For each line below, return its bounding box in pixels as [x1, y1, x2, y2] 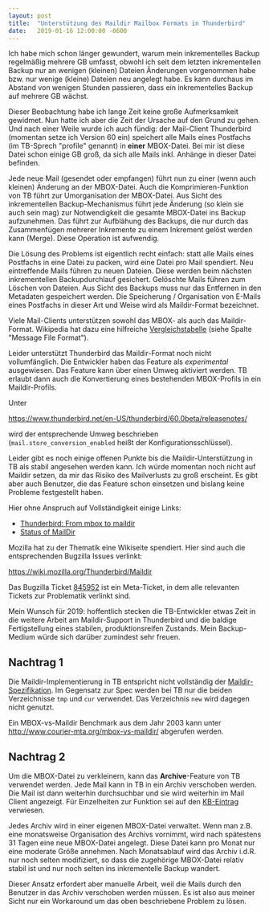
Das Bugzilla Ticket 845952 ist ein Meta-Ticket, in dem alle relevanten [8, 583, 239, 592]
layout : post [8, 11, 52, 20]
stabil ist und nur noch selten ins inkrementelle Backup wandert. [8, 864, 221, 873]
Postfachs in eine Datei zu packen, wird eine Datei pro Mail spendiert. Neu [8, 258, 254, 268]
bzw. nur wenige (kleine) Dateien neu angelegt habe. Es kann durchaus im [8, 74, 254, 84]
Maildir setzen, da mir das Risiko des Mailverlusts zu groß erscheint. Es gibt [8, 471, 259, 481]
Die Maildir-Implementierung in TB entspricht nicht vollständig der [8, 677, 226, 687]
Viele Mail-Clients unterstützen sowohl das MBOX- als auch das [8, 316, 219, 325]
